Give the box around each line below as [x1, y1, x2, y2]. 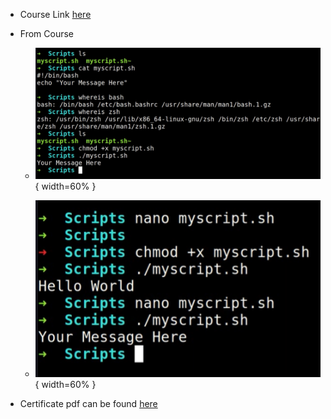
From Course [19, 28, 75, 39]
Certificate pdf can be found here [19, 397, 158, 409]
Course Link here [19, 9, 92, 20]
